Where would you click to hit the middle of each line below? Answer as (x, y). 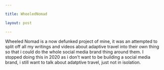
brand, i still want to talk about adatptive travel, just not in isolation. (73, 62)
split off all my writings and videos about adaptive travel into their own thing (82, 46)
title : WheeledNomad (26, 14)
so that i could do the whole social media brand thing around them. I (74, 52)
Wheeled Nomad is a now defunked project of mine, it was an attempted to (81, 41)
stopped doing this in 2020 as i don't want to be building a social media (78, 57)
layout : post (19, 23)
